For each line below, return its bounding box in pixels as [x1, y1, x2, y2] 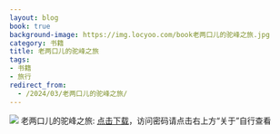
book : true [9, 22, 51, 31]
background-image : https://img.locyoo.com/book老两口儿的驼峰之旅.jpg [9, 30, 270, 39]
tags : [9, 55, 30, 64]
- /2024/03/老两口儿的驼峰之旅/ [17, 89, 128, 98]
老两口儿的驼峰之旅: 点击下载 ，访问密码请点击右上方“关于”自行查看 [20, 115, 272, 126]
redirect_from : [9, 81, 67, 90]
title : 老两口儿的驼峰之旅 [9, 47, 100, 56]
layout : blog [9, 13, 59, 23]
